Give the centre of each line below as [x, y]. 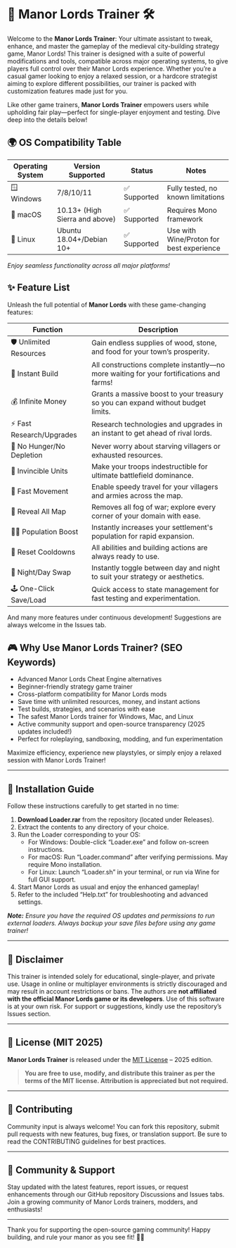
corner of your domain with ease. [146, 516]
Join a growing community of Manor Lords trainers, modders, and [103, 1202]
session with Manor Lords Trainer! [57, 760]
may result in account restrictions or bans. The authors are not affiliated [112, 991]
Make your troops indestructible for [150, 467]
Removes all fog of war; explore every [153, 507]
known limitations [196, 197]
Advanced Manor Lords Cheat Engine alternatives [90, 679]
